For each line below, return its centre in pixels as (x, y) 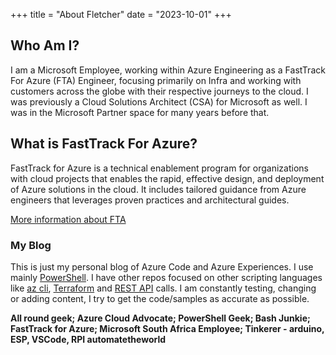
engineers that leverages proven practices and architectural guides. (150, 200)
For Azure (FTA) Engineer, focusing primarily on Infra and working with (156, 80)
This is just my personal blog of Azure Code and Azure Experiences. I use (162, 266)
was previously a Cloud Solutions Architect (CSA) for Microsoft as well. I (159, 101)
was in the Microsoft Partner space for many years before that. (140, 112)
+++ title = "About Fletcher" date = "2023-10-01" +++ (121, 14)
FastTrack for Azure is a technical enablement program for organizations (159, 168)
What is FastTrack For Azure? (104, 144)
